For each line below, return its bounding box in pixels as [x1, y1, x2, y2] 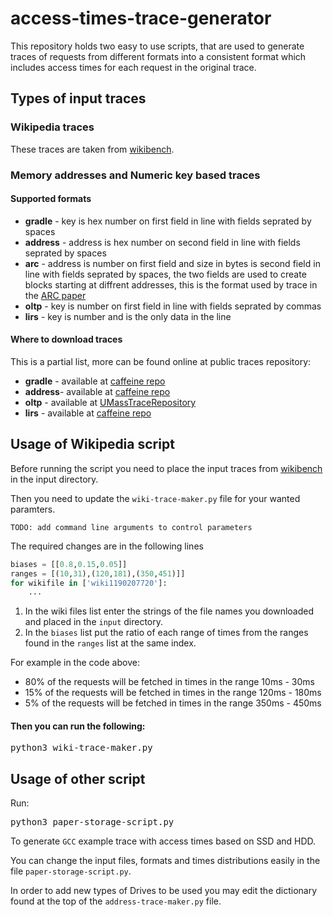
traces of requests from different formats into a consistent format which [10, 50, 307, 62]
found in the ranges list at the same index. [24, 637, 197, 649]
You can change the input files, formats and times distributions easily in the [10, 855, 321, 867]
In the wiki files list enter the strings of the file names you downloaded [24, 605, 315, 617]
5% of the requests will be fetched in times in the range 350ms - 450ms [24, 697, 322, 709]
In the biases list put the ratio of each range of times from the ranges [24, 627, 309, 639]
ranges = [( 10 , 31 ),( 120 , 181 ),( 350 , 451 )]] [10, 568, 186, 579]
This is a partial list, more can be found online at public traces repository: [10, 355, 312, 367]
